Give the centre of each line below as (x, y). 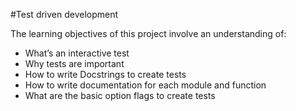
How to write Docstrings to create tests (105, 74)
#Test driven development (64, 14)
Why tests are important (74, 63)
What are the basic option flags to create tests (120, 95)
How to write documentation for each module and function (145, 85)
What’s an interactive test (77, 53)
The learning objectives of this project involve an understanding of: (148, 33)
